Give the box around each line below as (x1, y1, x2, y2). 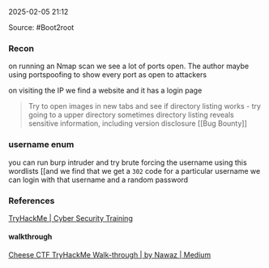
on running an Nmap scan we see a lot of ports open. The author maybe (8, 61, 250, 71)
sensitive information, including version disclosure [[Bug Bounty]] (28, 119, 247, 128)
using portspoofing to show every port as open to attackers (8, 70, 207, 80)
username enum (8, 139, 75, 150)
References (8, 195, 55, 206)
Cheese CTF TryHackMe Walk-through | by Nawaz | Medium (8, 250, 211, 260)
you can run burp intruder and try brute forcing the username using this (8, 158, 247, 167)
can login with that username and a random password (8, 175, 189, 184)
